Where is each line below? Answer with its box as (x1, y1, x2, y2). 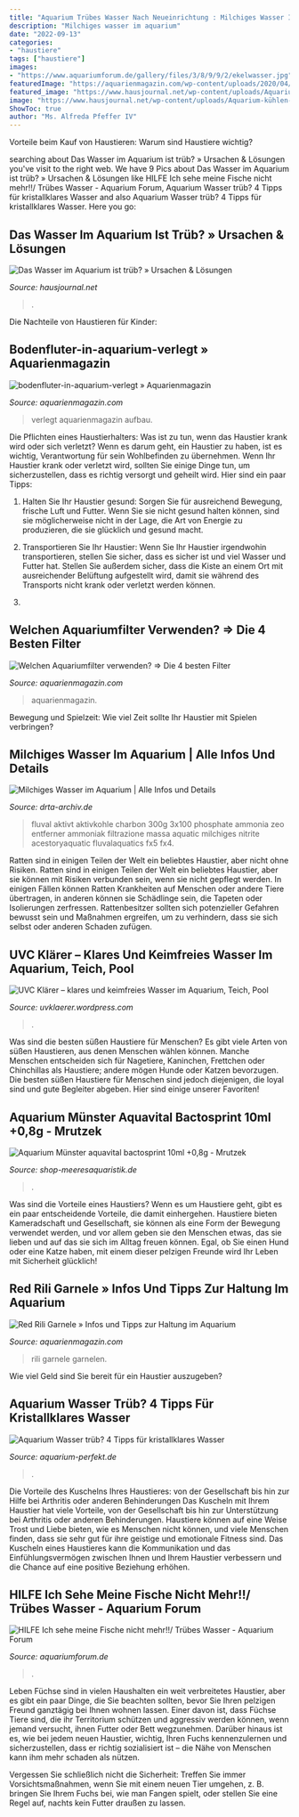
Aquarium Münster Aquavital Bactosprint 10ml (9, 1109, 271, 1124)
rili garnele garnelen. (30, 1353, 108, 1364)
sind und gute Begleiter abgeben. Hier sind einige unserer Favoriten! (9, 1083, 260, 1095)
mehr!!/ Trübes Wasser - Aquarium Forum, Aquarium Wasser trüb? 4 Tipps (9, 183, 283, 193)
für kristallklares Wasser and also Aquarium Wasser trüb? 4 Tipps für (9, 192, 263, 203)
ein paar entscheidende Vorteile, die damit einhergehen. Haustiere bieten (9, 1208, 278, 1219)
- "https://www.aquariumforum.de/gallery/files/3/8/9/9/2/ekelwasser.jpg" (9, 71, 293, 80)
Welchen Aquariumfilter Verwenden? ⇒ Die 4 (9, 622, 266, 637)
